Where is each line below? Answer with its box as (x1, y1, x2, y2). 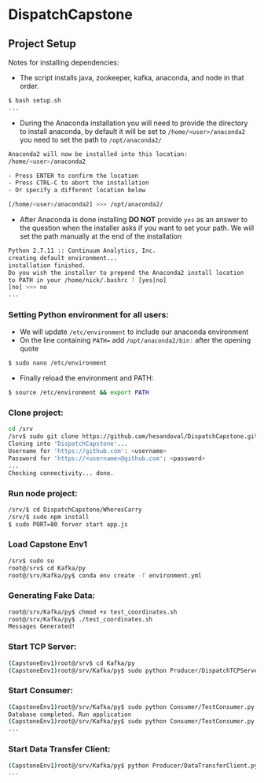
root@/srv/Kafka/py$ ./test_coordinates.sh (8, 615, 153, 623)
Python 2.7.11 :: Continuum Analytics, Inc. (8, 247, 156, 254)
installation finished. (8, 262, 86, 269)
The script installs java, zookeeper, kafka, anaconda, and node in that (19, 73, 245, 82)
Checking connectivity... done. (8, 469, 114, 477)
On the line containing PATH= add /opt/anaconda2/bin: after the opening (19, 336, 251, 345)
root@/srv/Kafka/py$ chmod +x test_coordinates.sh (8, 608, 178, 616)
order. (19, 81, 39, 91)
